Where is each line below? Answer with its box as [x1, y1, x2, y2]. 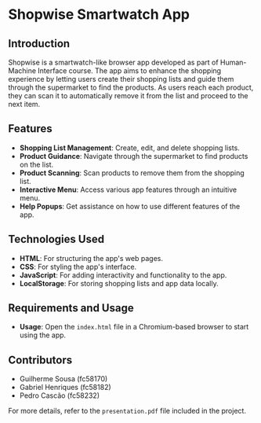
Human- [219, 57, 247, 67]
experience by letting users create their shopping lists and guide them [8, 75, 234, 83]
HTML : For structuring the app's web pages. [19, 253, 163, 263]
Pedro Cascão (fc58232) [19, 391, 100, 400]
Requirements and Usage [8, 301, 135, 315]
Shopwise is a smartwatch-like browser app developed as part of [8, 57, 219, 67]
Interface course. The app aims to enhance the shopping [38, 66, 222, 75]
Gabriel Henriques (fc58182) [19, 383, 111, 392]
